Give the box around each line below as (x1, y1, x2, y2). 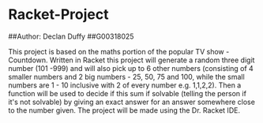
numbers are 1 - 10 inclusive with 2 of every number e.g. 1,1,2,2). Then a (8, 80, 242, 90)
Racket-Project (8, 6, 109, 24)
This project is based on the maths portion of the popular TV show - (8, 47, 230, 56)
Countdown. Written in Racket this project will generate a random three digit (8, 55, 255, 65)
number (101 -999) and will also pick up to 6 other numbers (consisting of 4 (8, 63, 254, 73)
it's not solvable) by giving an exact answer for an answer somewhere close (8, 97, 255, 106)
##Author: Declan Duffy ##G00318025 (8, 32, 134, 41)
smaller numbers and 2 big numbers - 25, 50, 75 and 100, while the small (8, 72, 245, 81)
